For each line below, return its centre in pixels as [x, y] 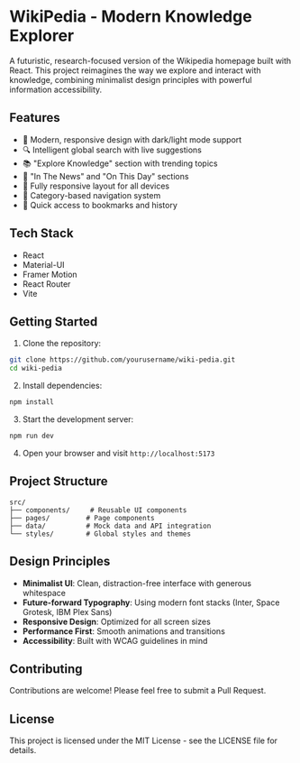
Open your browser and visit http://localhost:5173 [118, 453]
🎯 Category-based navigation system [91, 195]
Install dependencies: [62, 386]
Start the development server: [78, 419]
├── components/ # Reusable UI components [98, 510]
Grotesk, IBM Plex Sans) [67, 611]
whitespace [44, 593]
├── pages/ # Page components [82, 518]
